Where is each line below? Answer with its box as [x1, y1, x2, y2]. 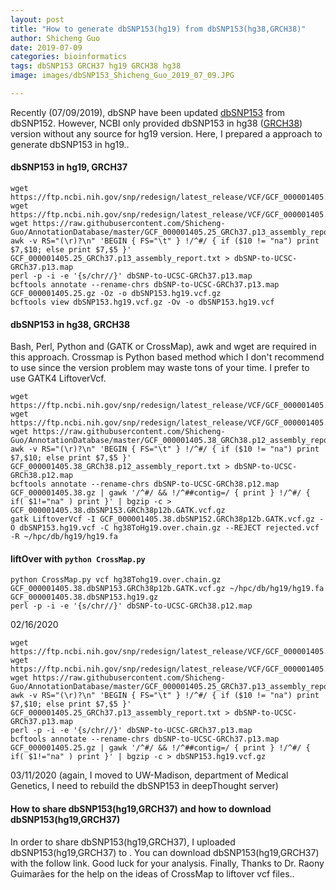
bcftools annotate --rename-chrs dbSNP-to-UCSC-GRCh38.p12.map [10, 479, 280, 490]
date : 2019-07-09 [10, 42, 83, 53]
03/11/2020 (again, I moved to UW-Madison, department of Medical [10, 769, 289, 781]
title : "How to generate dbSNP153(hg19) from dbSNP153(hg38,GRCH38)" [10, 24, 307, 34]
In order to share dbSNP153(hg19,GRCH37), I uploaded [10, 836, 236, 848]
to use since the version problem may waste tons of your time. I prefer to [10, 362, 310, 374]
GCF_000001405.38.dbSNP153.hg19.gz [10, 592, 159, 603]
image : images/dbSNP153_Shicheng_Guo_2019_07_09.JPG [10, 71, 235, 81]
